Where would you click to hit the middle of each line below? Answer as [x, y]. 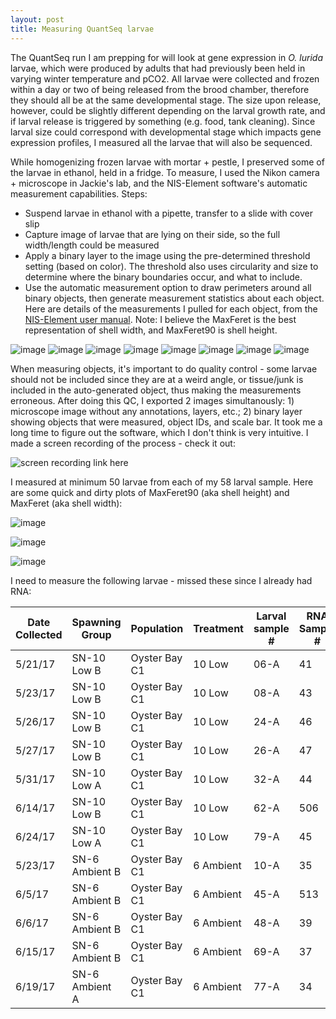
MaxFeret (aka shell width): [66, 503]
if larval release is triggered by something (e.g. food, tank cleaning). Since [163, 121]
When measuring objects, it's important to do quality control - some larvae [164, 368]
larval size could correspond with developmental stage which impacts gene [166, 132]
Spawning [96, 622]
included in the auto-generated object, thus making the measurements [156, 390]
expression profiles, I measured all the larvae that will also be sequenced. [161, 142]
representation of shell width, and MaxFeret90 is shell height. [151, 330]
